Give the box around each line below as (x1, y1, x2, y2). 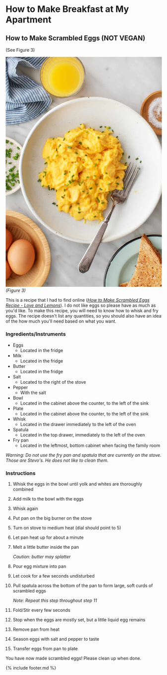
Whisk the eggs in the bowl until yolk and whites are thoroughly (12, 481, 143, 487)
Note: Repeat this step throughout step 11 (12, 597, 97, 603)
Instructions (5, 470, 36, 477)
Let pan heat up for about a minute (12, 534, 84, 540)
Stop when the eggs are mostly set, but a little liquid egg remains (12, 617, 146, 623)
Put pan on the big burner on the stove (12, 515, 92, 521)
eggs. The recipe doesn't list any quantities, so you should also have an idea (5, 313, 162, 319)
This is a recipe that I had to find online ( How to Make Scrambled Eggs (5, 297, 150, 303)
